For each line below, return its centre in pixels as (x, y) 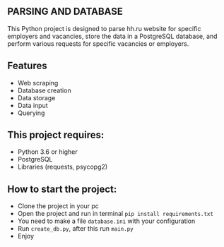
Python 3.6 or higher (47, 152)
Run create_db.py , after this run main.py (76, 229)
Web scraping (38, 83)
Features (27, 66)
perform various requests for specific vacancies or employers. (98, 43)
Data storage (36, 97)
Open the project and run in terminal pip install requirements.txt (116, 214)
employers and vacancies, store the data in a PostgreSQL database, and (112, 36)
